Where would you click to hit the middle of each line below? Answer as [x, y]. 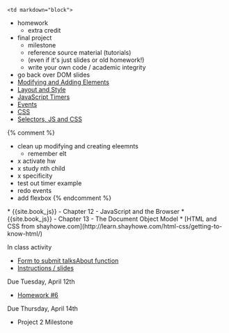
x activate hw [37, 161]
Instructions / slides [46, 268]
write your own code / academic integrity [87, 67]
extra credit [44, 30]
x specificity [35, 176]
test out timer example [49, 183]
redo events [34, 191]
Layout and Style [41, 90]
